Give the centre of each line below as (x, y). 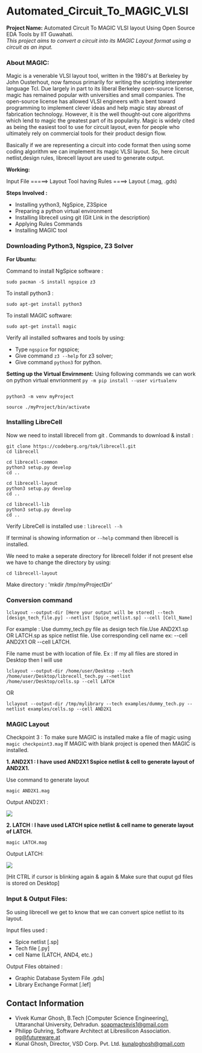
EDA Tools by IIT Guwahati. (40, 34)
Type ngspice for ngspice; (47, 349)
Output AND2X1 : (27, 802)
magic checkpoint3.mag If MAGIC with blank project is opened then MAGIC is (101, 744)
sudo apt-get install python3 (44, 304)
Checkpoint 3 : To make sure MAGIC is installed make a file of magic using (99, 738)
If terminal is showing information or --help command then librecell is (93, 537)
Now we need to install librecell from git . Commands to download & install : (100, 435)
